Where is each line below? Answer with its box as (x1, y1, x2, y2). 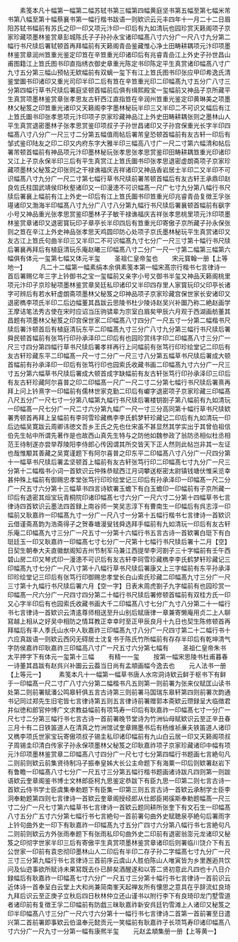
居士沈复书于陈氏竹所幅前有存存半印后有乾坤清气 (87, 635, 231, 643)
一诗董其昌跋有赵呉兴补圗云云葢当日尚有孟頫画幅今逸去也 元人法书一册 (7, 662, 227, 669)
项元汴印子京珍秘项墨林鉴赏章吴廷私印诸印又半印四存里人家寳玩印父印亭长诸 (7, 280, 231, 289)
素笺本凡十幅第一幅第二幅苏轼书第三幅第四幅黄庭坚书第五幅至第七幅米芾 (19, 6, 231, 14)
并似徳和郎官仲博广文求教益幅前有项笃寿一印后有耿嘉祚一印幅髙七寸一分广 (7, 705, 225, 714)
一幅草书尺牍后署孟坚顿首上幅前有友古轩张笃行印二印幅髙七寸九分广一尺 (13, 458, 225, 466)
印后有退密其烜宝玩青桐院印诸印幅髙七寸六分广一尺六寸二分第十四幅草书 (7, 493, 218, 501)
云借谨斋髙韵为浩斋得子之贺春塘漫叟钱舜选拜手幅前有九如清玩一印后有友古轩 (7, 520, 231, 528)
